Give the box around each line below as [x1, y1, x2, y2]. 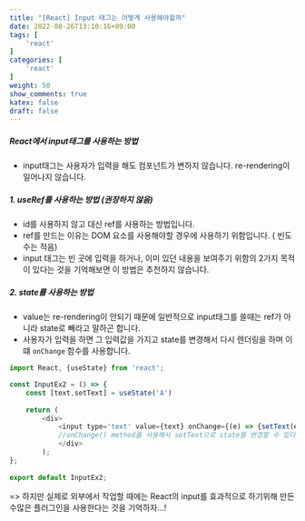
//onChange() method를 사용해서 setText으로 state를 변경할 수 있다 [57, 431, 296, 440]
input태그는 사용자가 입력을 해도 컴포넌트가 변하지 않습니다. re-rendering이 [22, 160, 290, 171]
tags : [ [9, 30, 39, 39]
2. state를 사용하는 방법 [9, 286, 94, 297]
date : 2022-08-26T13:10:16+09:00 [9, 22, 136, 31]
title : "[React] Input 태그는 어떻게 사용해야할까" [9, 13, 186, 23]
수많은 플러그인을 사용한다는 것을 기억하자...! [9, 502, 167, 513]
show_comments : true [9, 89, 88, 98]
